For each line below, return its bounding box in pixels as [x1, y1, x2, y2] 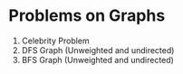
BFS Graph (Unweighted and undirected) [21, 54, 174, 65]
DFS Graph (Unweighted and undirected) [21, 44, 175, 55]
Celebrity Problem [21, 35, 90, 46]
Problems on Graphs [8, 5, 166, 26]
